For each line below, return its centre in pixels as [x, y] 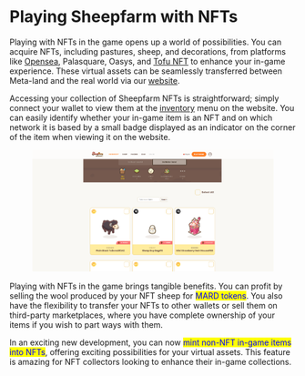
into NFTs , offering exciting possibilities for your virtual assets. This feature [150, 351]
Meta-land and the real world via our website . [95, 80]
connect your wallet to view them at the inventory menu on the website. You [152, 107]
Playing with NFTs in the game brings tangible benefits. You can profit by [146, 286]
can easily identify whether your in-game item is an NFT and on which [141, 117]
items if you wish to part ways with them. [86, 324]
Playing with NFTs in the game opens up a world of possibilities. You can [146, 42]
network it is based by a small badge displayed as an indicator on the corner [152, 127]
